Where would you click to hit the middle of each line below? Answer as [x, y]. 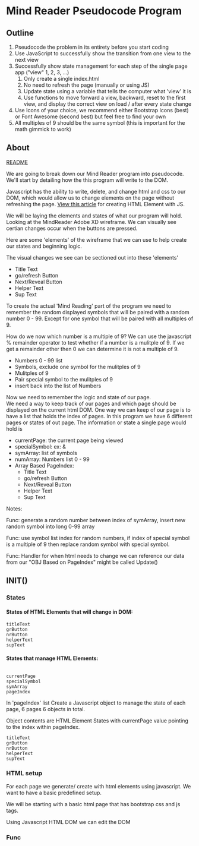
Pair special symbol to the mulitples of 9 [64, 379]
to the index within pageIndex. [43, 727]
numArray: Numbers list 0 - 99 [52, 459]
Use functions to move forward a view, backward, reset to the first [105, 97]
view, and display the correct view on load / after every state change [108, 104]
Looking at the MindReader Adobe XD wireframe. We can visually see [91, 222]
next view [26, 60]
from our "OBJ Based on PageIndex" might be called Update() [82, 562]
